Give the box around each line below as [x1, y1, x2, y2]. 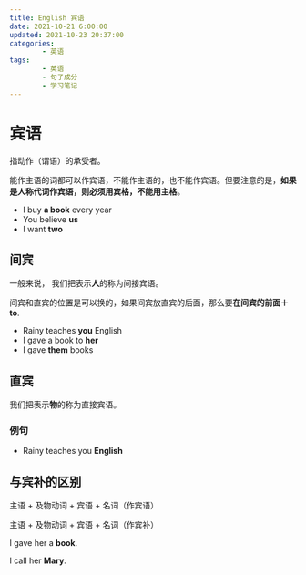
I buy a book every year [22, 204, 112, 215]
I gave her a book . [9, 538, 78, 549]
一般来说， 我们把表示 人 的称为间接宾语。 [9, 278, 164, 289]
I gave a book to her [22, 334, 98, 346]
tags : [9, 56, 30, 65]
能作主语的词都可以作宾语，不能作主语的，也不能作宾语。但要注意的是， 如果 [9, 174, 297, 185]
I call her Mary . [9, 555, 66, 566]
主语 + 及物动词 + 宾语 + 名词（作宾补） [9, 519, 159, 530]
